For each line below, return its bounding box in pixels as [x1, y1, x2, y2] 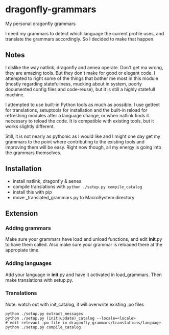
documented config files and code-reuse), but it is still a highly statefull [5, 86, 155, 92]
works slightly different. [5, 123, 55, 129]
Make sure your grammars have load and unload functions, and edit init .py [5, 236, 162, 242]
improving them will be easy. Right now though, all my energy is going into [5, 144, 162, 150]
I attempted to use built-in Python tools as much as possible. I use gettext [5, 101, 160, 108]
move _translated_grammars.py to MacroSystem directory [12, 194, 135, 200]
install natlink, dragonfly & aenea [12, 178, 82, 184]
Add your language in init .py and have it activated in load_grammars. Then [5, 271, 162, 278]
